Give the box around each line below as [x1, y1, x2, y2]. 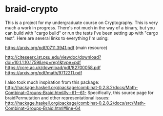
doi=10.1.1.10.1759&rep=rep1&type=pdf [5, 59, 81, 65]
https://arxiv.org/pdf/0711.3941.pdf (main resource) [5, 45, 108, 50]
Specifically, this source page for [87, 90, 154, 95]
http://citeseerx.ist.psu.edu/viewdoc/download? [5, 54, 102, 60]
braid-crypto [5, 3, 59, 15]
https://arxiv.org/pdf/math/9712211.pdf [5, 70, 82, 75]
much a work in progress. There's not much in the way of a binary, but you [5, 24, 155, 30]
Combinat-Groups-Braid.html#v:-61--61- [5, 90, 87, 95]
